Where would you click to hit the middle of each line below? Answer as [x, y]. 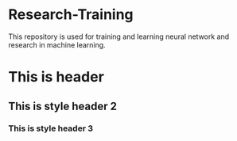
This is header [56, 77]
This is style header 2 [63, 106]
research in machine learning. [57, 44]
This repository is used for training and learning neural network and [119, 36]
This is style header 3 [51, 128]
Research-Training [71, 15]
